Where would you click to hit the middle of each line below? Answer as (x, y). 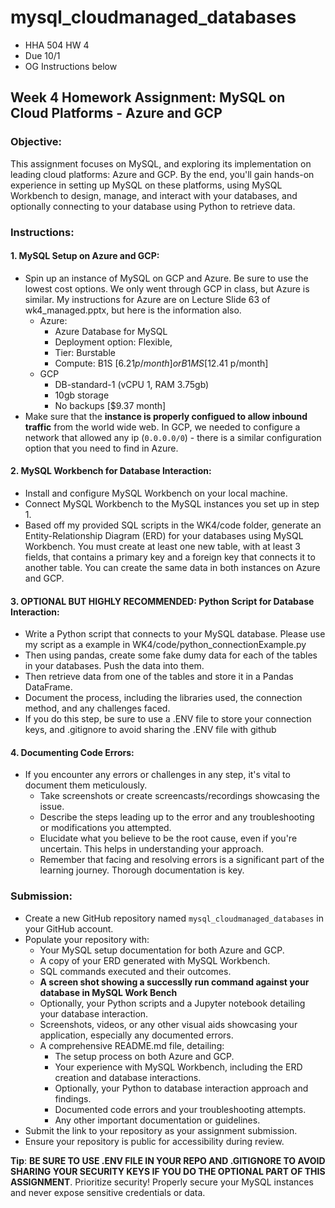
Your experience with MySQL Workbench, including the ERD (178, 1067)
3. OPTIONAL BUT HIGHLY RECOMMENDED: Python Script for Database (162, 601)
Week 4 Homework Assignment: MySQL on (148, 97)
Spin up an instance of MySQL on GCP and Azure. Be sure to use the (166, 278)
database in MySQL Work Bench (108, 992)
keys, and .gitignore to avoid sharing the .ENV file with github (150, 730)
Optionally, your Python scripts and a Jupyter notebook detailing (172, 1003)
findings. (73, 1098)
